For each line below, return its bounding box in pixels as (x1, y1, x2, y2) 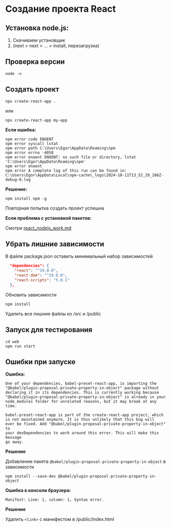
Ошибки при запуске (5, 357, 76, 366)
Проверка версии (5, 58, 65, 66)
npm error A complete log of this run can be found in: (5, 168, 127, 173)
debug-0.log (5, 177, 31, 182)
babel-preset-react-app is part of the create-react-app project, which (5, 412, 164, 418)
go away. (5, 440, 24, 445)
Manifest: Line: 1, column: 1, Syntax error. (5, 497, 104, 502)
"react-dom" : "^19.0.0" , (14, 273, 68, 278)
